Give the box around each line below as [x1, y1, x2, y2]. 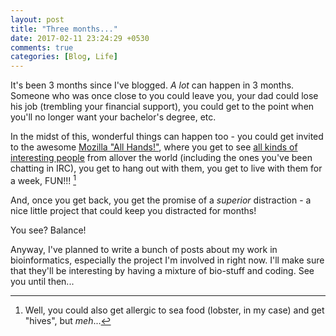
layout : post [10, 14, 65, 25]
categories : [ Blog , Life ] [10, 52, 118, 62]
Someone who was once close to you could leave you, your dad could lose [10, 90, 319, 102]
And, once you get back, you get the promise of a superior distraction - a [10, 194, 312, 206]
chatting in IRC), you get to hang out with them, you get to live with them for [10, 162, 323, 175]
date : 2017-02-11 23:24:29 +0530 [10, 33, 150, 43]
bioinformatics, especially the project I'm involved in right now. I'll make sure [10, 254, 325, 266]
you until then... [10, 275, 75, 287]
